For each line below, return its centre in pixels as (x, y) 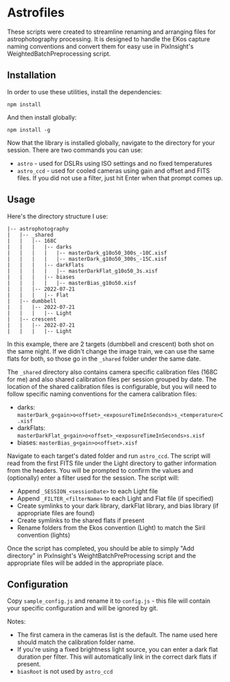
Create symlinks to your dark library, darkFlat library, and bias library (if (118, 505)
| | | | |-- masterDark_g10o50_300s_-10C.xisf (87, 253)
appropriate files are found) (56, 513)
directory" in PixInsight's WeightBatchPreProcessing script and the (102, 555)
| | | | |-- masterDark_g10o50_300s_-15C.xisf (87, 259)
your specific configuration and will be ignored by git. (83, 608)
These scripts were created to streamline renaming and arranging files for (112, 32)
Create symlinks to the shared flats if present (81, 520)
